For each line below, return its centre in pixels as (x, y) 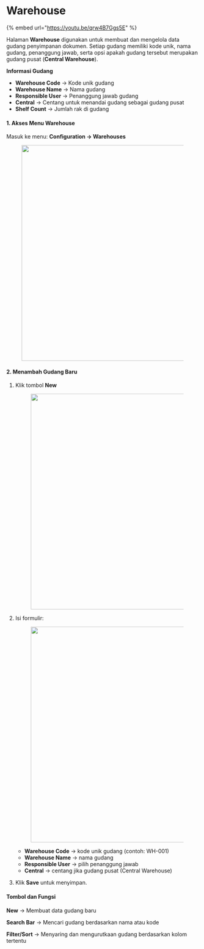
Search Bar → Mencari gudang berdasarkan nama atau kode (83, 922)
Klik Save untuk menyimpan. (51, 883)
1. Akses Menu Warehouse (41, 123)
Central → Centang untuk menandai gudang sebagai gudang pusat (100, 102)
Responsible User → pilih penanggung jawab (81, 864)
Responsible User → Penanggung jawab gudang (77, 96)
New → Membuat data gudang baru (51, 910)
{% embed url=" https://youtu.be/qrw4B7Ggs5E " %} (72, 28)
